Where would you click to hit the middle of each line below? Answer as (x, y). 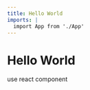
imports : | (23, 20)
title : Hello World (35, 13)
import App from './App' (49, 26)
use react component (37, 79)
